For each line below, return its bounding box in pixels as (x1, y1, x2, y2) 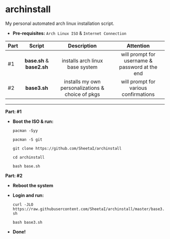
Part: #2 (5, 173, 23, 179)
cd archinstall (12, 155, 45, 160)
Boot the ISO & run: (12, 118, 54, 124)
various (129, 84, 148, 91)
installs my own (64, 78, 101, 85)
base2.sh (25, 63, 49, 71)
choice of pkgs (65, 90, 100, 97)
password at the (118, 63, 158, 71)
